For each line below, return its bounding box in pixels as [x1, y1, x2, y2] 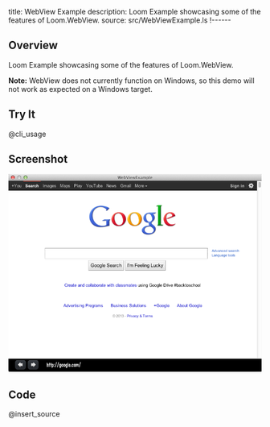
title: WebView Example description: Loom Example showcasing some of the [8, 7, 261, 16]
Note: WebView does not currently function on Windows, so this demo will [8, 76, 255, 85]
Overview [8, 39, 59, 52]
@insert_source [8, 409, 60, 419]
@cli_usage [8, 129, 47, 139]
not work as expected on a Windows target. [8, 84, 153, 93]
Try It [8, 108, 36, 122]
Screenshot [8, 152, 68, 166]
